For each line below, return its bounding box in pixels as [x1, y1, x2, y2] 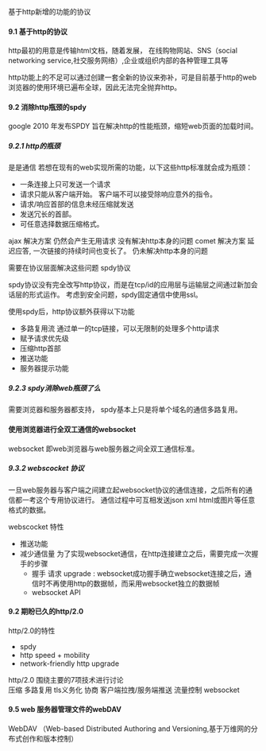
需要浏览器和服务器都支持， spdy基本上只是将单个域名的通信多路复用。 [8, 405, 242, 414]
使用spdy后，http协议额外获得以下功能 [8, 307, 135, 317]
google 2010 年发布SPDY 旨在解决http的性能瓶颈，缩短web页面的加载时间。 [8, 122, 258, 131]
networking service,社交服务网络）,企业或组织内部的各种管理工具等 [8, 56, 229, 65]
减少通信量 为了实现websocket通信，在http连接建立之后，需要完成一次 [19, 548, 252, 558]
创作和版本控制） [21, 733, 78, 743]
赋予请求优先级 [19, 333, 69, 344]
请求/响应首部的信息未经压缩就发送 [19, 200, 134, 209]
